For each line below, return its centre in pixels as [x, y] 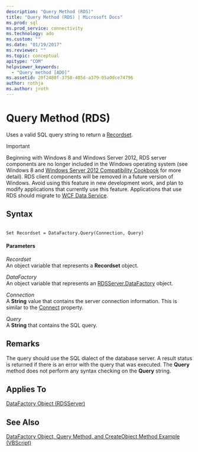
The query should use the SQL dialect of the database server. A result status [99, 358]
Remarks [23, 344]
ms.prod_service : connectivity [45, 28]
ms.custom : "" [24, 39]
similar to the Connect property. [45, 307]
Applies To [26, 389]
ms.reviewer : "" [26, 50]
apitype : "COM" [25, 61]
